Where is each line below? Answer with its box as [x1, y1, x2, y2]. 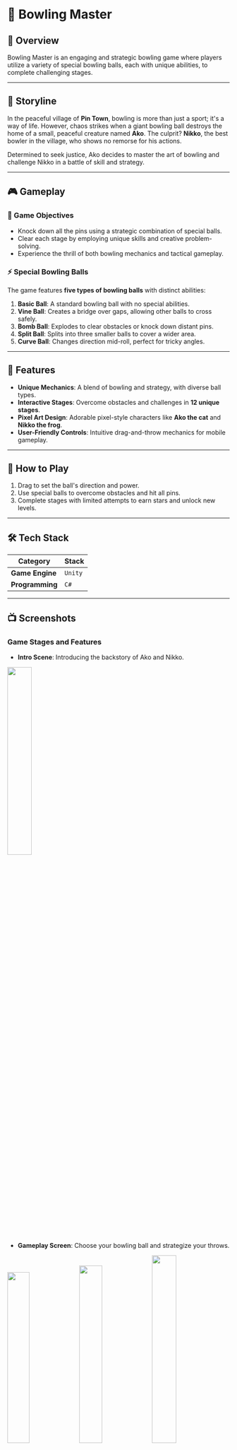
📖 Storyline [7, 95, 57, 107]
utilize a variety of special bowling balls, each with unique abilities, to [7, 61, 208, 69]
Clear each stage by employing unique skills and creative [17, 234, 184, 242]
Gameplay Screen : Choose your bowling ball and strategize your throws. [17, 1241, 230, 1249]
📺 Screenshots [7, 612, 76, 624]
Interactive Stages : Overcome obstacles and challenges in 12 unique [17, 398, 220, 406]
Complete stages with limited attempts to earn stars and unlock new [17, 496, 216, 505]
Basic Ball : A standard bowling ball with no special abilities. [17, 300, 190, 308]
